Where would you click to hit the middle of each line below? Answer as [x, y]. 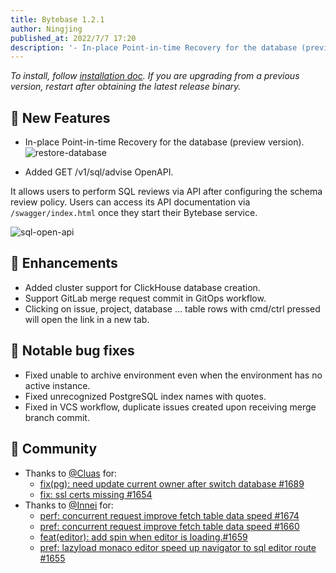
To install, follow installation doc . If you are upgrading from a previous [155, 76]
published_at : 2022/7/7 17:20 [73, 38]
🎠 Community [54, 449]
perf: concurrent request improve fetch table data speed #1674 [169, 515]
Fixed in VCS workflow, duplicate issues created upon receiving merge [170, 407]
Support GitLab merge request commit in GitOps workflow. [145, 298]
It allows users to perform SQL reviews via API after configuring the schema [166, 192]
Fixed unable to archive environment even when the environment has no [173, 375]
